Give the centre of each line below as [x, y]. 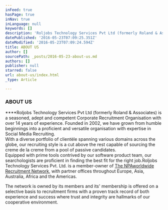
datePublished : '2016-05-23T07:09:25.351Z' [51, 38]
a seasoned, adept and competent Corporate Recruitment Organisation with [83, 118]
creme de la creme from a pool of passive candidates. [61, 150]
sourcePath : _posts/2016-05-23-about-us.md [51, 56]
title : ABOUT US [22, 47]
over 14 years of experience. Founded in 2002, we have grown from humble [83, 123]
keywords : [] [19, 29]
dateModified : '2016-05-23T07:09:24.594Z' [50, 43]
